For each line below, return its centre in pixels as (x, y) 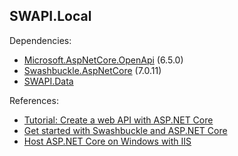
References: (34, 100)
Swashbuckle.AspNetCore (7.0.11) (92, 70)
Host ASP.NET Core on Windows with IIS (107, 141)
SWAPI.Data (48, 81)
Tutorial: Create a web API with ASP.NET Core (118, 120)
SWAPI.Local (50, 16)
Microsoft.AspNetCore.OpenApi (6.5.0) (103, 60)
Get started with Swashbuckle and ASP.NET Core (125, 130)
